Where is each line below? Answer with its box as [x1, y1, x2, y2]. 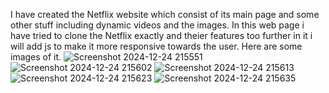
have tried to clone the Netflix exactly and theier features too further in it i [10, 30, 313, 41]
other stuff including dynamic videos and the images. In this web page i [10, 19, 305, 31]
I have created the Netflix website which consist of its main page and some [10, 9, 320, 20]
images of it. [10, 51, 62, 63]
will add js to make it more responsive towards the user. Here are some [10, 40, 303, 52]
